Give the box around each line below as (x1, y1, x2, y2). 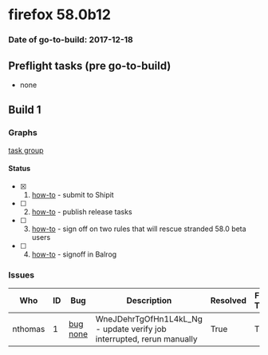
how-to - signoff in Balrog (31, 249, 117, 259)
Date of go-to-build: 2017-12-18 (8, 34, 133, 46)
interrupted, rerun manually (95, 333, 198, 345)
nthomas (12, 324, 45, 335)
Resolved (210, 295, 247, 306)
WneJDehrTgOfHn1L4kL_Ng (95, 313, 203, 325)
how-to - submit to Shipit (31, 189, 114, 199)
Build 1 (8, 103, 41, 117)
